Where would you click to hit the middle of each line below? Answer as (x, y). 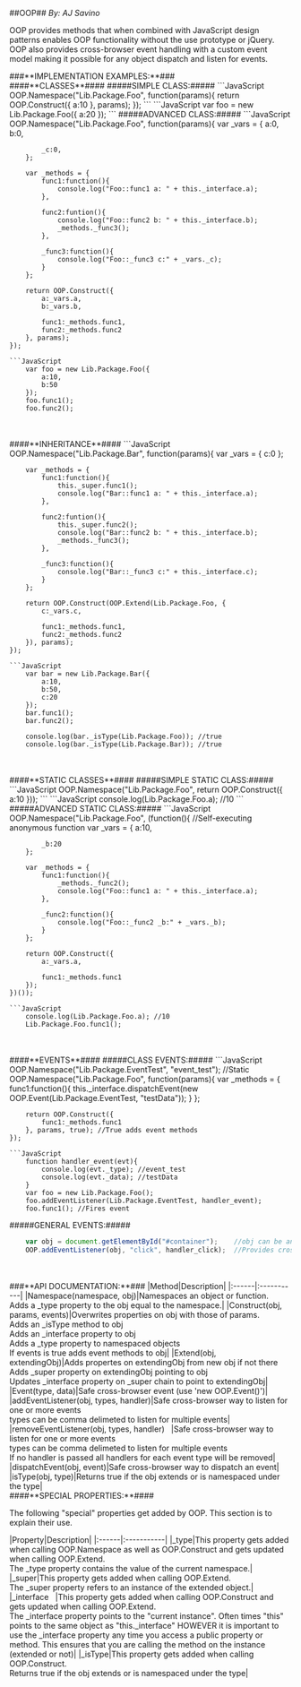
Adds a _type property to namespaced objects (95, 1343)
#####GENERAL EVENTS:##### (70, 1225)
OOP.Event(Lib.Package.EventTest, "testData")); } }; (105, 1098)
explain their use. (41, 1522)
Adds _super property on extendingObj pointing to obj (109, 1372)
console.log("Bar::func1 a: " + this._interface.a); (157, 494)
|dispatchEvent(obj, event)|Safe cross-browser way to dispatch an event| (144, 1467)
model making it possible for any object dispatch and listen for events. (139, 59)
